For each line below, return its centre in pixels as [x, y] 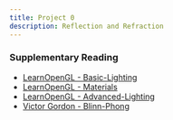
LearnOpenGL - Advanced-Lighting [89, 97]
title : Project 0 [42, 18]
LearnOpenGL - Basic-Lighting [80, 77]
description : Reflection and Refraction [87, 26]
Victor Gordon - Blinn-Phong [76, 106]
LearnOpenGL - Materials [70, 87]
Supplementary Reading [64, 58]
